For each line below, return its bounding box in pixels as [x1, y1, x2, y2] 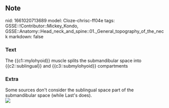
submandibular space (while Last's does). [5, 92, 92, 98]
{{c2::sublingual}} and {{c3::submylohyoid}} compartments [5, 63, 128, 69]
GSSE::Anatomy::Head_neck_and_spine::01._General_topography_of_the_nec [5, 28, 164, 34]
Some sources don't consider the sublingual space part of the [5, 87, 134, 93]
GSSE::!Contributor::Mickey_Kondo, [5, 23, 79, 29]
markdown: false [9, 33, 44, 39]
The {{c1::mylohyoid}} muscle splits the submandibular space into [5, 58, 142, 64]
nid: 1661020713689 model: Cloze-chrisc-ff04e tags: [5, 17, 115, 23]
